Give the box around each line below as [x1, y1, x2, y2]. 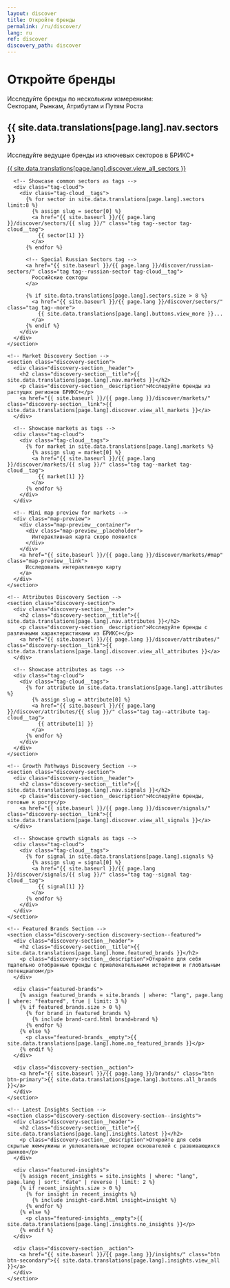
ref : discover [7, 36, 48, 43]
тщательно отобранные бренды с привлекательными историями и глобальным [7, 961, 220, 968]
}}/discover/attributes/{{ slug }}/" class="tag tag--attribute [7, 708, 196, 715]
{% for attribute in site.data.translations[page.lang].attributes [25, 684, 224, 691]
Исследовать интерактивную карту [25, 563, 122, 571]
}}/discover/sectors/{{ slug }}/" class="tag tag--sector [7, 220, 177, 227]
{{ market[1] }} [37, 473, 85, 480]
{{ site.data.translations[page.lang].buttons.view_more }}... [37, 310, 224, 317]
